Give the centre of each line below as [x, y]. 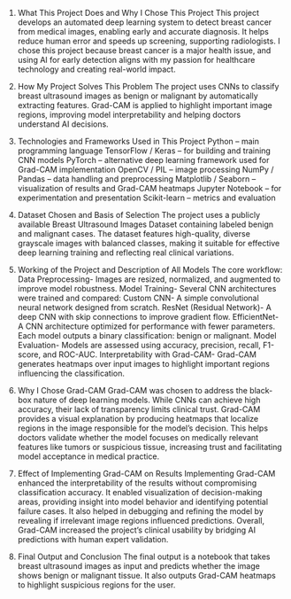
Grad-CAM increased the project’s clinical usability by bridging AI [137, 530]
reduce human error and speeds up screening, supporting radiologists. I [149, 41]
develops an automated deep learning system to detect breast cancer [145, 22]
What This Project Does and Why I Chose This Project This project [138, 13]
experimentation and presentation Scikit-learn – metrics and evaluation [146, 198]
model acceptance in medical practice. [88, 456]
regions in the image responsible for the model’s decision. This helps [142, 428]
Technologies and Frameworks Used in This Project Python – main [138, 141]
